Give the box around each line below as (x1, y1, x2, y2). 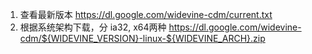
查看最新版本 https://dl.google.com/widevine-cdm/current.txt (19, 9, 273, 20)
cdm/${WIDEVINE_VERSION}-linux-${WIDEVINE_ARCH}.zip (19, 33, 266, 44)
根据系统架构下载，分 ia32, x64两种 (19, 21, 167, 33)
